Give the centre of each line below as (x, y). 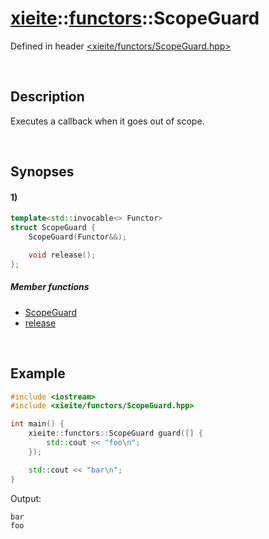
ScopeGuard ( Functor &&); (78, 237)
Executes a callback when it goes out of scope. (107, 121)
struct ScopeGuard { (53, 228)
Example (38, 373)
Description (47, 97)
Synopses (42, 172)
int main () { (37, 424)
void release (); (62, 255)
